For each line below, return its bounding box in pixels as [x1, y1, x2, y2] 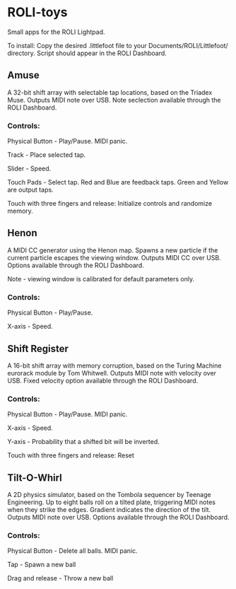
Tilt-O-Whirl [7, 472, 62, 484]
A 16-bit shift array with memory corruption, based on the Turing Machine [7, 361, 222, 370]
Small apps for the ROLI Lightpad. [7, 28, 105, 36]
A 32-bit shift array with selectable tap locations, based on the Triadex [7, 88, 213, 96]
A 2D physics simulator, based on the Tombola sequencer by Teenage [7, 491, 211, 499]
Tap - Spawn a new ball [7, 560, 76, 569]
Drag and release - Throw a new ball [7, 574, 114, 583]
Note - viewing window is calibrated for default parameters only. [7, 274, 195, 283]
